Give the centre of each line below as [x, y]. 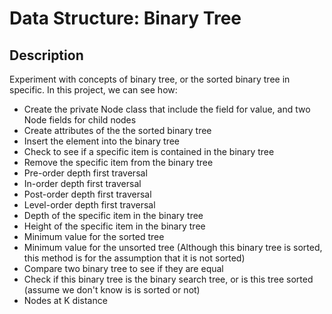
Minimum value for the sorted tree [94, 236]
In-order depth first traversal [82, 183]
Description [46, 55]
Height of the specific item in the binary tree [114, 226]
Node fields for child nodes [80, 120]
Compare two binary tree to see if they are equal [123, 268]
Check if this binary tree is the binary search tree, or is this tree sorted [168, 279]
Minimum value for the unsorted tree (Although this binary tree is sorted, [173, 247]
